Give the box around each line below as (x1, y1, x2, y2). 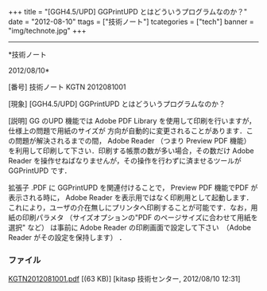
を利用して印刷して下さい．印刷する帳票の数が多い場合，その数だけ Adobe (8, 146, 254, 155)
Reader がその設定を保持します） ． (8, 233, 126, 242)
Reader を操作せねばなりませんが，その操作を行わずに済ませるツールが (8, 156, 242, 165)
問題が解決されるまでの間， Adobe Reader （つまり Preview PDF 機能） (14, 136, 251, 145)
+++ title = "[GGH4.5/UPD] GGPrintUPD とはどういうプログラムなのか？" (8, 7, 248, 16)
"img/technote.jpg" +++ (8, 26, 87, 35)
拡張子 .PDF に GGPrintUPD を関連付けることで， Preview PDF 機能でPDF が (8, 183, 258, 192)
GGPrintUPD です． (8, 166, 72, 175)
